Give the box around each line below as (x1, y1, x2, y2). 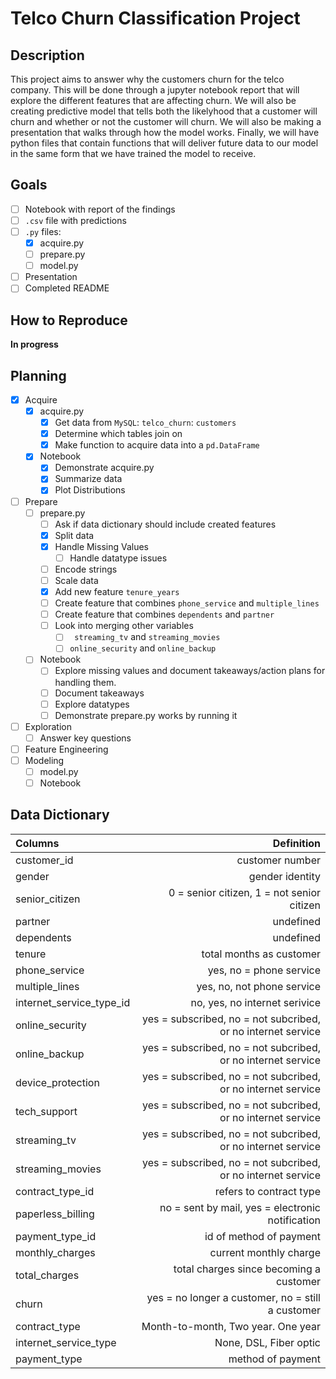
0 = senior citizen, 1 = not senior (168, 885, 321, 899)
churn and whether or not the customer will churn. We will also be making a (10, 116, 322, 127)
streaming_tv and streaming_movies (74, 631, 221, 643)
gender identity (248, 869, 321, 883)
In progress (10, 338, 59, 351)
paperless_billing (15, 1207, 95, 1221)
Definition (272, 836, 321, 850)
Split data (54, 529, 95, 541)
